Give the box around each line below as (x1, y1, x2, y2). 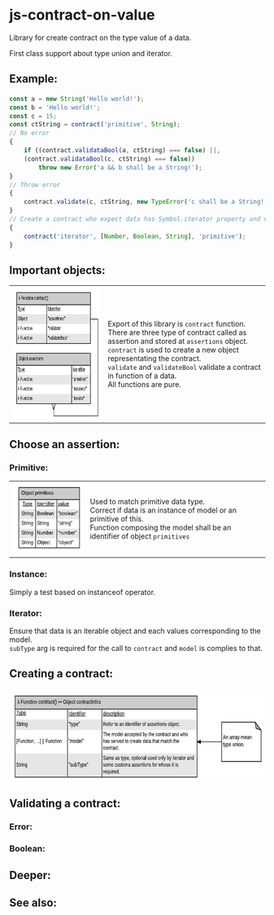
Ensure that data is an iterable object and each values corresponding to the (9, 626, 261, 636)
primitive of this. (89, 514, 144, 523)
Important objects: (9, 263, 106, 277)
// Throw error (9, 181, 61, 189)
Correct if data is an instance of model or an (89, 505, 237, 515)
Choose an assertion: (9, 438, 120, 451)
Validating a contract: (9, 797, 121, 811)
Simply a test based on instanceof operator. (9, 587, 156, 596)
